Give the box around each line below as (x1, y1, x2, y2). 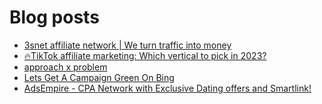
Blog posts (9, 6, 100, 29)
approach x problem (23, 61, 108, 73)
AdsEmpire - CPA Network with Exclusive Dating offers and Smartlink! (23, 82, 312, 94)
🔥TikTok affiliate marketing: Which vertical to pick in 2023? (23, 49, 267, 61)
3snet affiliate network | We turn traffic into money (23, 39, 232, 51)
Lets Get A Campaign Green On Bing (23, 71, 175, 83)
